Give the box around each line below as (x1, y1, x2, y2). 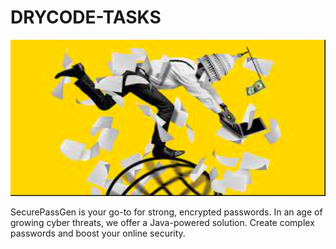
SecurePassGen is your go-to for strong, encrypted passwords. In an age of (10, 206, 323, 218)
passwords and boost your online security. (10, 227, 186, 239)
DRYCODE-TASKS (10, 6, 162, 29)
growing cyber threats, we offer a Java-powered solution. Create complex (10, 216, 315, 228)
